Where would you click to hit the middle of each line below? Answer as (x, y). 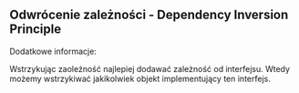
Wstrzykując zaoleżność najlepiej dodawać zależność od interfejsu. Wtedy (149, 68)
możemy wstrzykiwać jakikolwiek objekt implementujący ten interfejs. (140, 78)
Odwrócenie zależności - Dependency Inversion (149, 15)
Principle (36, 30)
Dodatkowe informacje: (53, 51)
